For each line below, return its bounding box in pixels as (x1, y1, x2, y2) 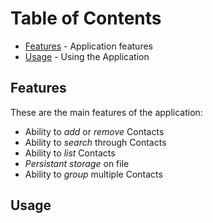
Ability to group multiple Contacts (24, 168, 163, 180)
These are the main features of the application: (10, 106, 203, 118)
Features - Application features (24, 40, 153, 52)
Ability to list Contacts (24, 147, 116, 159)
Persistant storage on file (24, 157, 130, 169)
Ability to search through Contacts (24, 136, 167, 148)
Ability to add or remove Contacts (24, 125, 165, 137)
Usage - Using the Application (24, 50, 150, 62)
